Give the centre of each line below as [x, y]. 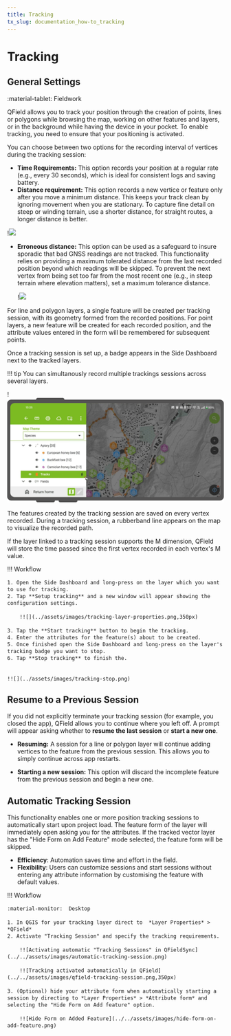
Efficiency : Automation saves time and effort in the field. [97, 860]
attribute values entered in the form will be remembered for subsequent [108, 332]
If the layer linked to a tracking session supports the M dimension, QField [110, 541]
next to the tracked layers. [44, 360]
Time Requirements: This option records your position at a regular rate [118, 168]
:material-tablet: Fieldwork [44, 98]
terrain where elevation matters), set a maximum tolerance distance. [114, 283]
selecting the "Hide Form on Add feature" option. [81, 1005]
